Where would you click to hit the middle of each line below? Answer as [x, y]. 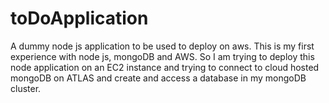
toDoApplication [79, 18]
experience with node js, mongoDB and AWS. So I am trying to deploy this [162, 56]
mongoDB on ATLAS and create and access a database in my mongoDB [158, 78]
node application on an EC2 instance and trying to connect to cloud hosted [165, 67]
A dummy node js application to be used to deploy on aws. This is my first [162, 46]
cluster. [26, 88]
